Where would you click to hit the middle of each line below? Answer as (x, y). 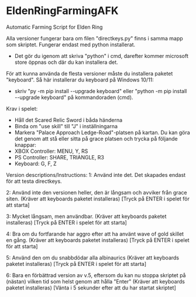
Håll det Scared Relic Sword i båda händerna (68, 120)
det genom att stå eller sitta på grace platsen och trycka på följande (96, 138)
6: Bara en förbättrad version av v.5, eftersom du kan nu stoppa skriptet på (96, 275)
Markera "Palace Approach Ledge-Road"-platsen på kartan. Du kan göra (102, 132)
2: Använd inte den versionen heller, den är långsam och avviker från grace (97, 192)
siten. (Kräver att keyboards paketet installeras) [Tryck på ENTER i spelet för (98, 199)
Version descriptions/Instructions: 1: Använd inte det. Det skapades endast (96, 175)
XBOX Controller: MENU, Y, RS (51, 151)
